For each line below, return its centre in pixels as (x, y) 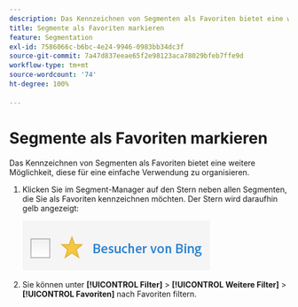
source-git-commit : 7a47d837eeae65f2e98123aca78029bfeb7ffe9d (126, 56)
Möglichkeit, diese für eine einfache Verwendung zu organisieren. (129, 172)
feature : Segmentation (51, 37)
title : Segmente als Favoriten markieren (87, 28)
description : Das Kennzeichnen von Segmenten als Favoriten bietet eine (146, 19)
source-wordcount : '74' (53, 75)
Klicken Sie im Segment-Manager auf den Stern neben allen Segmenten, (154, 189)
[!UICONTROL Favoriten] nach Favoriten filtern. (109, 294)
